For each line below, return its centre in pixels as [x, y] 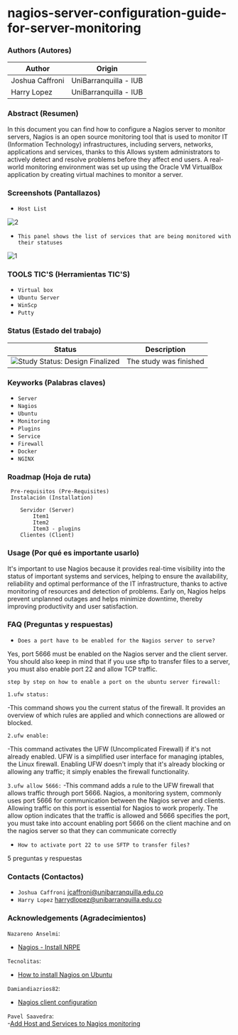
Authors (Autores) [40, 50]
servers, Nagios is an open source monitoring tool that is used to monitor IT [118, 136]
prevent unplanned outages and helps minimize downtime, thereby [105, 599]
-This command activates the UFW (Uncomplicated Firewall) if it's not [109, 749]
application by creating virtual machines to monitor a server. [95, 174]
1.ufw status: [28, 695]
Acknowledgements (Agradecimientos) [77, 918]
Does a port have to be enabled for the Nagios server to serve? [116, 640]
